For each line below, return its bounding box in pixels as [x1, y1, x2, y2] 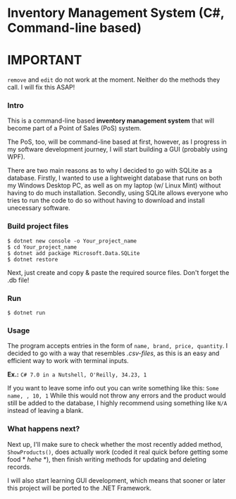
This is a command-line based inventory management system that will [7, 116, 215, 125]
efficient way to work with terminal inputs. [7, 357, 129, 365]
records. [7, 462, 32, 471]
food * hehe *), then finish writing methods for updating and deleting [7, 455, 206, 463]
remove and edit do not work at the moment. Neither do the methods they [7, 75, 221, 84]
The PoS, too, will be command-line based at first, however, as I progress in [7, 137, 227, 146]
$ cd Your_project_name [7, 243, 77, 251]
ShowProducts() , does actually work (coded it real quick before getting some [7, 448, 228, 456]
